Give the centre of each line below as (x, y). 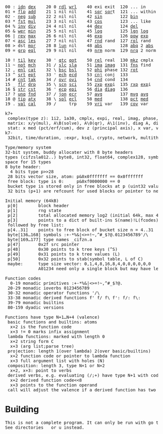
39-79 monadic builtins (36, 303)
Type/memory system (28, 147)
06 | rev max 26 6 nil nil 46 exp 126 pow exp (77, 36)
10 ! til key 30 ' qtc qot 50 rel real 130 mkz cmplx (79, 60)
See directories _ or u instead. (45, 427)
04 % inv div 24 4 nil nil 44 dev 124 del (72, 26)
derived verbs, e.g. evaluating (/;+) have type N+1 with (78, 375)
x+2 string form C (32, 341)
